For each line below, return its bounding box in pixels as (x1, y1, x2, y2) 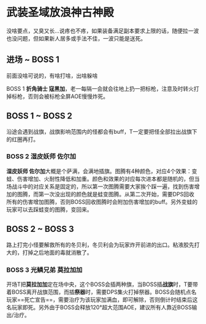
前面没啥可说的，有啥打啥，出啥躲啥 (6, 72, 98, 79)
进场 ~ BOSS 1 (6, 55, 59, 65)
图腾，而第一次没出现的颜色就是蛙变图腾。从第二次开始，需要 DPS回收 (17, 190, 195, 198)
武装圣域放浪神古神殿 (6, 6, 115, 20)
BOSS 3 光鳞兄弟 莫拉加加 (6, 265, 83, 274)
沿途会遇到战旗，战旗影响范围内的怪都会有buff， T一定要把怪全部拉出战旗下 (6, 128, 197, 135)
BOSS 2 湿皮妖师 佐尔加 (6, 152, 77, 161)
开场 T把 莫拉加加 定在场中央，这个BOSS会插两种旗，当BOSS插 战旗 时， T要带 (6, 280, 198, 288)
